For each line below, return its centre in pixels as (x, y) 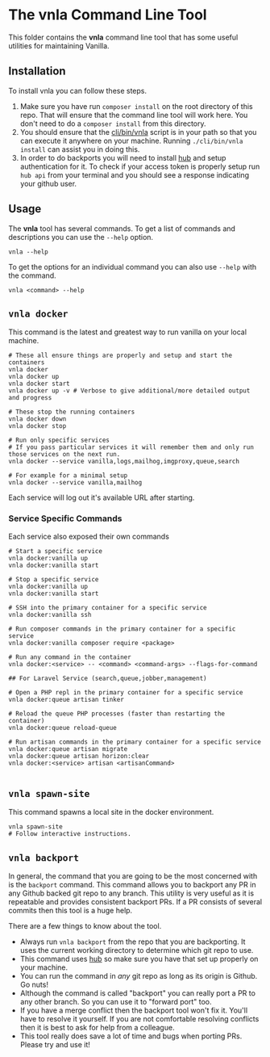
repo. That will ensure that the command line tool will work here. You (134, 115)
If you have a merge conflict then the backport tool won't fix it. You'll (134, 1010)
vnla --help (28, 252)
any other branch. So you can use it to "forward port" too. (116, 1002)
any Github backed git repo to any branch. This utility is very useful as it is (131, 893)
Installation (37, 71)
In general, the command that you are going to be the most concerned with (133, 876)
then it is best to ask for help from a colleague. (97, 1028)
